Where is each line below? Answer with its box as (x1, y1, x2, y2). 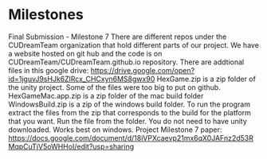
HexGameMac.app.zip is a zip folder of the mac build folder (8, 91, 204, 100)
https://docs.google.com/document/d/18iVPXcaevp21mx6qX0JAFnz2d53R (8, 133, 253, 142)
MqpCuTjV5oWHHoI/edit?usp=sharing (8, 142, 135, 151)
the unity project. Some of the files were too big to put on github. (8, 82, 221, 92)
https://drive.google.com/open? (90, 65, 195, 75)
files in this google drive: (8, 65, 89, 75)
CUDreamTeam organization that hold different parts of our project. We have (8, 40, 259, 49)
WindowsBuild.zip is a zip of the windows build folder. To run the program (8, 99, 251, 109)
